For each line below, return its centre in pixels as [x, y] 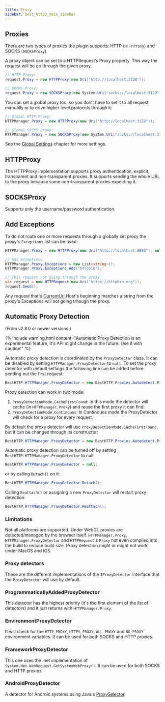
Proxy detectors [25, 563]
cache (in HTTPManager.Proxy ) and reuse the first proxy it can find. [78, 407]
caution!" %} [18, 348]
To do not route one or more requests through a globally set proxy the [76, 236]
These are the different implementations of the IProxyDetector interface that [82, 574]
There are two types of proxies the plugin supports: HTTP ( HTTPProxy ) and [80, 46]
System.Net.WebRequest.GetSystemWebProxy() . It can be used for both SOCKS [82, 665]
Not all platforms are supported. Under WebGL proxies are [64, 530]
